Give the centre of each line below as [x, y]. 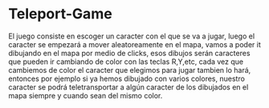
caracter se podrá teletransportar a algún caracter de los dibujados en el [128, 87]
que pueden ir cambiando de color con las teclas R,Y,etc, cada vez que [126, 62]
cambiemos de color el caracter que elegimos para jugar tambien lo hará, [130, 70]
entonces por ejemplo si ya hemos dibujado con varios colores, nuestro [126, 78]
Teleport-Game [60, 14]
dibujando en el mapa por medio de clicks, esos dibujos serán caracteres [129, 53]
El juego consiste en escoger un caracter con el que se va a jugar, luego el [132, 36]
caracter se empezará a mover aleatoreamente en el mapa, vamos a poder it [134, 44]
